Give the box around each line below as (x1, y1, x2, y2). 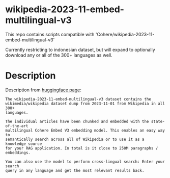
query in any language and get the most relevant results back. (5, 168, 145, 173)
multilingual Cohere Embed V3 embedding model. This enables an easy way (5, 128, 165, 133)
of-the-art (5, 123, 29, 129)
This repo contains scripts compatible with (5, 31, 95, 37)
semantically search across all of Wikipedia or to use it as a (5, 137, 145, 142)
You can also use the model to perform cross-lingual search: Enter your (5, 159, 165, 164)
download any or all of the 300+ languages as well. (5, 52, 113, 58)
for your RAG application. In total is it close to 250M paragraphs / (5, 145, 158, 151)
